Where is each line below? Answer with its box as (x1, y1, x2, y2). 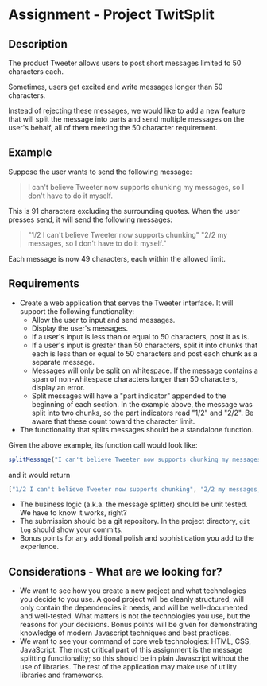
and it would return (8, 470, 71, 479)
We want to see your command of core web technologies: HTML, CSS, (19, 637, 252, 646)
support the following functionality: (19, 306, 135, 316)
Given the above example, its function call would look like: (8, 440, 198, 450)
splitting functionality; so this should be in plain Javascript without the (19, 653, 249, 663)
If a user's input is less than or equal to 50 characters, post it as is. (31, 331, 250, 341)
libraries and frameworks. (19, 670, 104, 680)
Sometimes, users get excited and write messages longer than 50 (8, 82, 223, 91)
